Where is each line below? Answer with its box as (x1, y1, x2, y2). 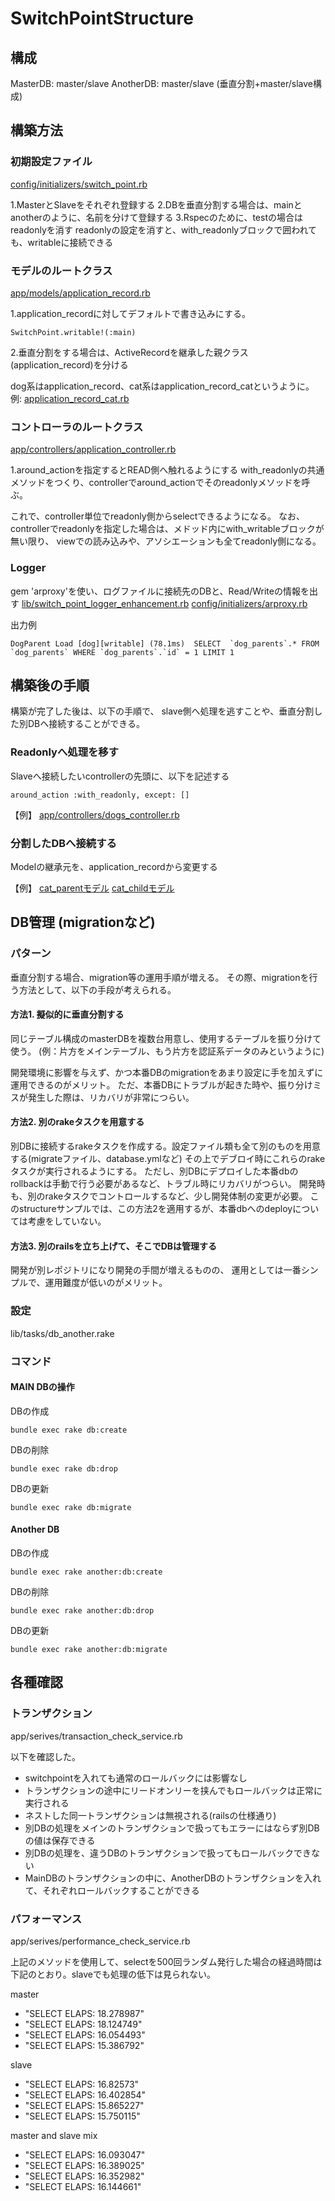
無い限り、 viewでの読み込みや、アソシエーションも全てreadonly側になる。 (10, 535, 322, 547)
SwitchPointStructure (10, 7, 194, 30)
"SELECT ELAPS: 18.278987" (24, 2007, 145, 2019)
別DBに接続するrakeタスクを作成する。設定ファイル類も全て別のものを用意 (10, 1140, 321, 1152)
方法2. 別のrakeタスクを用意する (10, 1116, 145, 1128)
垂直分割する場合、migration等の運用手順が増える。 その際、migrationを (10, 971, 310, 983)
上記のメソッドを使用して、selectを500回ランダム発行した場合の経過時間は (10, 1955, 323, 1967)
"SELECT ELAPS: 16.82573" (24, 2078, 140, 2090)
